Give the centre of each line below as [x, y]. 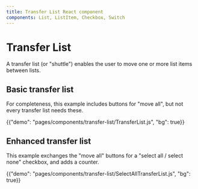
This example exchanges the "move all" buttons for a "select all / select [95, 156]
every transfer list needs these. [45, 111]
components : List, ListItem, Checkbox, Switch [66, 18]
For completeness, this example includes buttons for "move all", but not [95, 104]
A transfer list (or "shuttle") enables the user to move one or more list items [99, 64]
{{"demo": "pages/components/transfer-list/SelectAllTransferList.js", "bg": [98, 174]
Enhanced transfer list [49, 141]
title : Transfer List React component [55, 12]
